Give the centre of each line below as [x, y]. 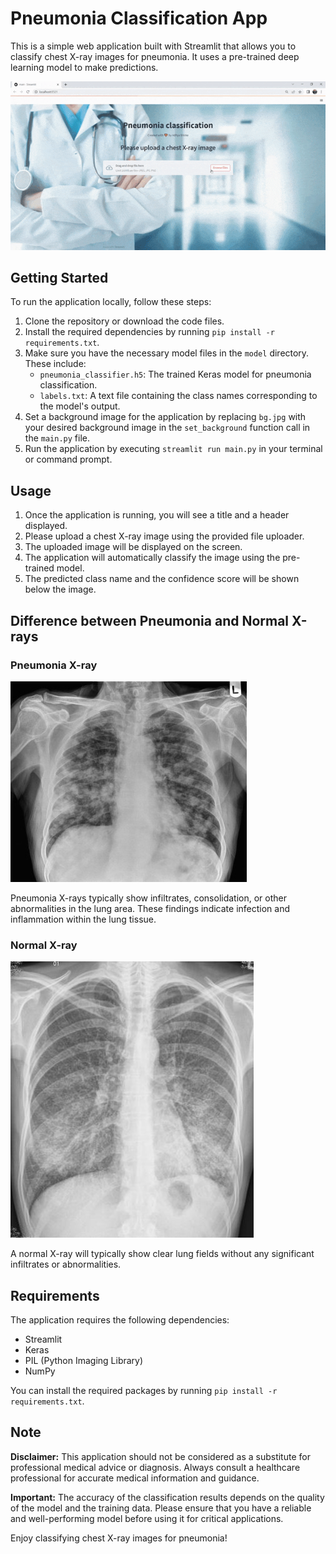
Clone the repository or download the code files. [124, 321]
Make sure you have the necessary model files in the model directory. [167, 353]
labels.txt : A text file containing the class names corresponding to [178, 396]
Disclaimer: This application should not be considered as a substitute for [160, 1456]
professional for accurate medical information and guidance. [135, 1478]
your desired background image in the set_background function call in [167, 428]
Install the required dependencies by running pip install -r [149, 332]
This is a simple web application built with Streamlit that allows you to [153, 46]
